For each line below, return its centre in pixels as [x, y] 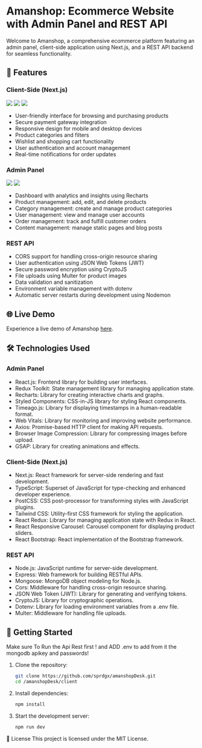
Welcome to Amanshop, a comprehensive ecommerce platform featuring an [100, 41]
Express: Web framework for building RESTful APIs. [79, 575]
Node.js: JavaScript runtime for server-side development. [87, 568]
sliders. [24, 533]
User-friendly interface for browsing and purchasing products [92, 116]
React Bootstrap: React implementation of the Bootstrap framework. [99, 539]
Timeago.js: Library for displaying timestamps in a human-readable [98, 407]
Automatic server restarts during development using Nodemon [93, 295]
